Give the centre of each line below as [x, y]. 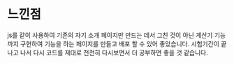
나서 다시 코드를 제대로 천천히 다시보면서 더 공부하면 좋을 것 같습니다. [114, 52]
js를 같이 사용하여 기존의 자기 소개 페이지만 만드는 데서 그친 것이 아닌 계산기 [110, 35]
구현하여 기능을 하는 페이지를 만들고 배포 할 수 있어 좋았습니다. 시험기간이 [120, 43]
